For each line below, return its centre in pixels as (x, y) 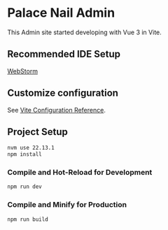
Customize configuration (63, 93)
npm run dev (24, 187)
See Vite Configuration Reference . (57, 110)
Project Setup (38, 132)
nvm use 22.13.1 (31, 148)
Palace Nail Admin (61, 13)
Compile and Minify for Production (67, 205)
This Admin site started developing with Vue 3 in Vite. (85, 32)
